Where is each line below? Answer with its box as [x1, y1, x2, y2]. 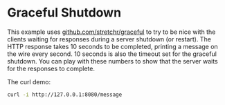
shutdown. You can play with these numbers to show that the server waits [7, 57, 218, 65]
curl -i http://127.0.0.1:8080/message [7, 91, 123, 98]
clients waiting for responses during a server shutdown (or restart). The [7, 35, 211, 43]
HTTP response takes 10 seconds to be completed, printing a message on [7, 42, 218, 50]
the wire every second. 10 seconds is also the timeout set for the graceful [7, 50, 217, 58]
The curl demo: [7, 77, 51, 86]
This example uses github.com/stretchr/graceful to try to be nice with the [7, 28, 216, 36]
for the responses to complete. [7, 64, 96, 73]
